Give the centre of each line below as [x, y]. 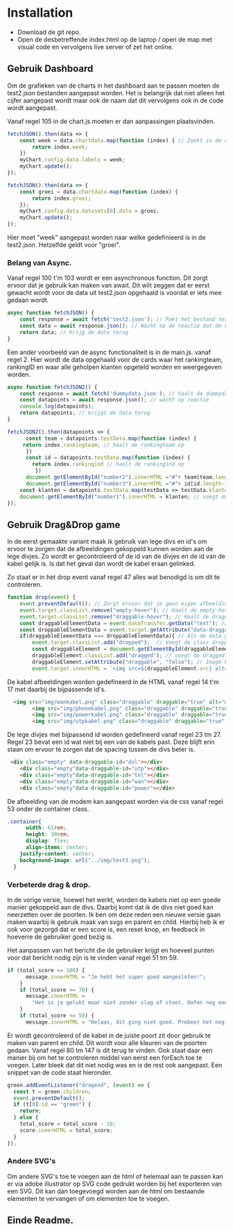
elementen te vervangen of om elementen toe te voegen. [88, 1198]
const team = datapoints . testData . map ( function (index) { [111, 438]
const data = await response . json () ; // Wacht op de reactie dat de [121, 326]
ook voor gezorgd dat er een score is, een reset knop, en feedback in [106, 929]
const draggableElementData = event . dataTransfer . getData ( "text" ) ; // [124, 623]
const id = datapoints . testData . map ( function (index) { [108, 458]
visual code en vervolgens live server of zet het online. [95, 47]
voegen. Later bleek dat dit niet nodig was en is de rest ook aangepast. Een [115, 1065]
